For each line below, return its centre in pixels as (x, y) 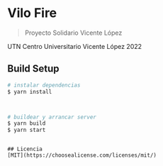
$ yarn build (27, 123)
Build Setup (33, 69)
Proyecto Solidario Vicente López (73, 33)
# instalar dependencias (44, 85)
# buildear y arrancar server (52, 117)
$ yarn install (30, 92)
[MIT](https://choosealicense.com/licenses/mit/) (82, 155)
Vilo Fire (32, 13)
